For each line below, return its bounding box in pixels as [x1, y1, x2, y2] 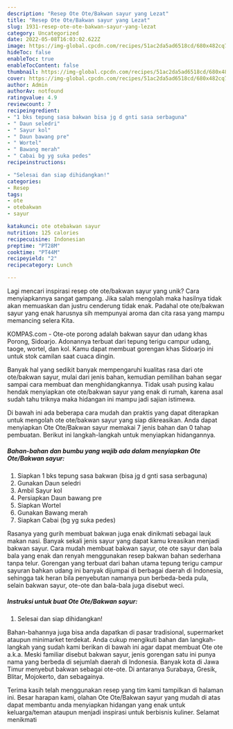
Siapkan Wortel [17, 501, 61, 509]
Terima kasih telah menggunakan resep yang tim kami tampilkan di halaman [7, 686, 224, 694]
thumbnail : [7, 68, 39, 75]
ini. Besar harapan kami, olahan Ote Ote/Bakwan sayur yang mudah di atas [7, 693, 221, 701]
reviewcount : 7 [7, 101, 51, 108]
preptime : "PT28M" [7, 242, 60, 249]
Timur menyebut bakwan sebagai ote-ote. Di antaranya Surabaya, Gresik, [7, 665, 217, 673]
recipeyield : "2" [7, 255, 58, 262]
